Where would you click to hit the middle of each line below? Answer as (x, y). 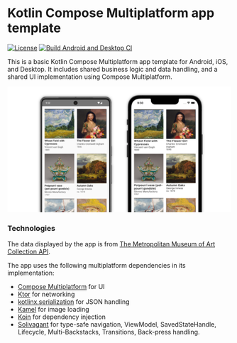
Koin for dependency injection (62, 317)
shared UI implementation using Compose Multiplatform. (90, 77)
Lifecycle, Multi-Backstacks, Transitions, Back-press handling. (109, 332)
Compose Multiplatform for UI (61, 286)
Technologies (31, 229)
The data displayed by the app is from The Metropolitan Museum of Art (111, 244)
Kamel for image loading (54, 309)
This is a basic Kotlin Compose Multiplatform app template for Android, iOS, (118, 61)
